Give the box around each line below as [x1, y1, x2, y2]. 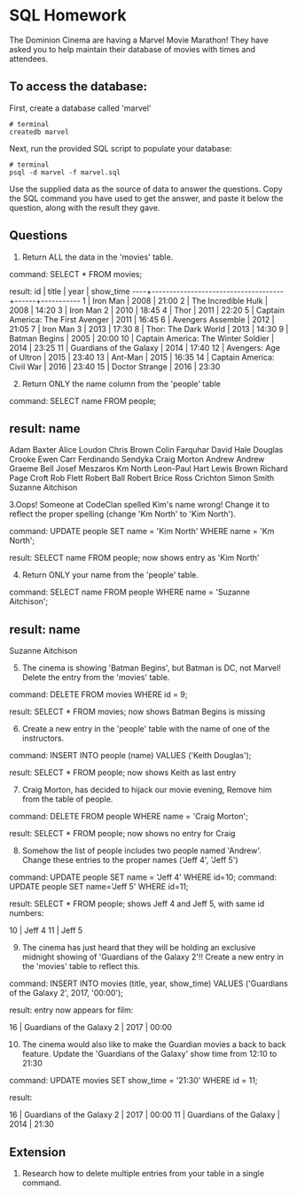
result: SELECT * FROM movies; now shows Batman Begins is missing [9, 706, 266, 718]
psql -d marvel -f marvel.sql [9, 167, 121, 177]
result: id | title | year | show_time [9, 285, 130, 297]
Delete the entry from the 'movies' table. [21, 672, 170, 683]
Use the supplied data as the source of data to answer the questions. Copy [9, 183, 283, 194]
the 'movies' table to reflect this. [21, 961, 140, 972]
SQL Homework [9, 5, 127, 26]
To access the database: [9, 79, 148, 94]
